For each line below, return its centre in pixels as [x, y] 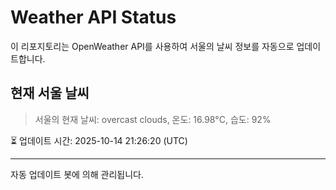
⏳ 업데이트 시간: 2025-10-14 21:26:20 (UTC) [99, 140]
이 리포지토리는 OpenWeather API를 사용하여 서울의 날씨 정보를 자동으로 [152, 46]
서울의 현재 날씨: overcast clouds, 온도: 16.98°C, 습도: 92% [153, 119]
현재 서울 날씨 [50, 93]
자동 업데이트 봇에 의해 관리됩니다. [77, 174]
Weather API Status [93, 17]
